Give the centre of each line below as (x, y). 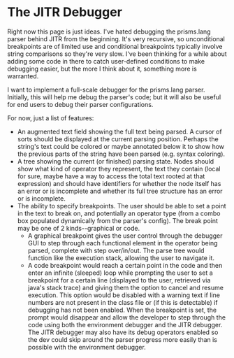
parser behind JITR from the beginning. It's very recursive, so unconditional (116, 38)
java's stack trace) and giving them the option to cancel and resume (125, 287)
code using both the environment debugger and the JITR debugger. (125, 324)
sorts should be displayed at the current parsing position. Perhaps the (118, 139)
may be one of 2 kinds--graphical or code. (79, 228)
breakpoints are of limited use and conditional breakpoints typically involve (115, 46)
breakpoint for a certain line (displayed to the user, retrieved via (119, 280)
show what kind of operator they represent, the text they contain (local (119, 169)
